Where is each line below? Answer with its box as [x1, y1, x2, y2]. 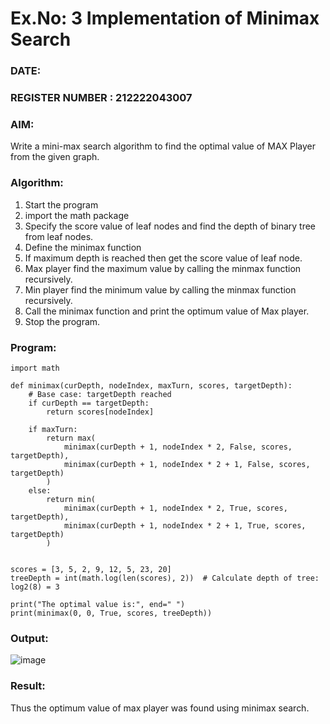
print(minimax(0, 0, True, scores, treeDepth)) [10, 608, 213, 618]
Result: [10, 679, 46, 693]
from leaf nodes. [24, 230, 94, 242]
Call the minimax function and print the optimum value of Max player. [24, 305, 310, 317]
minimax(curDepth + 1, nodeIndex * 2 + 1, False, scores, [63, 459, 311, 469]
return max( [46, 433, 97, 443]
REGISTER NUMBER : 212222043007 [10, 91, 193, 105]
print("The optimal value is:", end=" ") [10, 599, 186, 609]
